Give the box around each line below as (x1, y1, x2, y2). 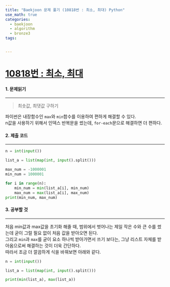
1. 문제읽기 (5, 86, 26, 92)
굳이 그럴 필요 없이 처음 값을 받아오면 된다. (14, 230, 99, 236)
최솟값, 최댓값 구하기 (17, 103, 59, 109)
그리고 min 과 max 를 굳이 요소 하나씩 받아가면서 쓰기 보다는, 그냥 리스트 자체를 (5, 236, 156, 242)
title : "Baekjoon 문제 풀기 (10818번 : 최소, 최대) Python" (5, 7, 125, 13)
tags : (5, 36, 17, 41)
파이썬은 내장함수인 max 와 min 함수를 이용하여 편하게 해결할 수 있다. (5, 113, 137, 119)
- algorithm (10, 26, 35, 31)
